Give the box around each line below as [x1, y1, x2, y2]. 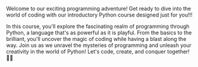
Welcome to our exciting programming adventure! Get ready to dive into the [6, 5, 191, 12]
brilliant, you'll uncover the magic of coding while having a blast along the [6, 36, 187, 42]
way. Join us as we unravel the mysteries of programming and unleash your [6, 42, 191, 49]
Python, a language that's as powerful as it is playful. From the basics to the [6, 29, 192, 36]
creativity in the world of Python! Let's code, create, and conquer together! [6, 48, 190, 55]
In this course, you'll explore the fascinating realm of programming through [6, 23, 190, 30]
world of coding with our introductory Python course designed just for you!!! [6, 11, 193, 18]
